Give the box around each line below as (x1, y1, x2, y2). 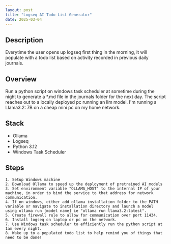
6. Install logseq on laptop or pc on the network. (5, 217, 117, 222)
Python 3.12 (12, 143, 37, 149)
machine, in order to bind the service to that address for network (5, 190, 154, 196)
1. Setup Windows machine (5, 177, 60, 182)
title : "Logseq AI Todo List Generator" (5, 12, 93, 17)
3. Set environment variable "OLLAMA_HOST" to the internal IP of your (5, 186, 160, 191)
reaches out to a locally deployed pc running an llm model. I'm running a (5, 99, 157, 105)
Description (5, 36, 43, 44)
